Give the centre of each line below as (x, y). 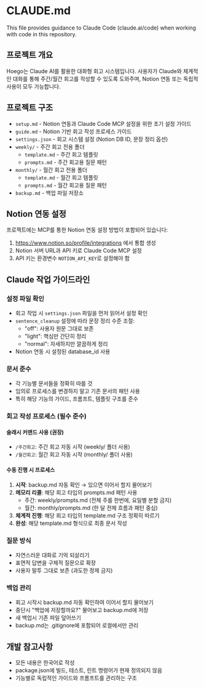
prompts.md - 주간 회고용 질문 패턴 (66, 162)
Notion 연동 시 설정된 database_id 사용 (63, 351)
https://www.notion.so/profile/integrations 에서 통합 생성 (86, 243)
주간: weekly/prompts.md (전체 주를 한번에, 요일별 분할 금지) (98, 500)
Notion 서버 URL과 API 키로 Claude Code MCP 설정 (79, 251)
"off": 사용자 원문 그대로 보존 (59, 329)
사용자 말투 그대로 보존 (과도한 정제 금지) (64, 570)
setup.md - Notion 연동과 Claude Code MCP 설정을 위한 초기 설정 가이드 (103, 124)
